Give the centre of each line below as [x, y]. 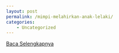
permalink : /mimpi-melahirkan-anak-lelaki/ [60, 17]
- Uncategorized [36, 27]
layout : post [22, 11]
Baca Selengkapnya [30, 44]
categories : [20, 22]
